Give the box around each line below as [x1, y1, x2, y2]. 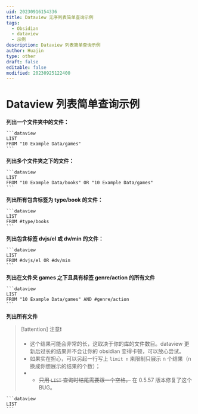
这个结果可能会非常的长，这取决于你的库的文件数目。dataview [29, 340, 183, 348]
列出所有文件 [6, 313, 38, 320]
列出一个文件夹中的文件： [6, 118, 69, 126]
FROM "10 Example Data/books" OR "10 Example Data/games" [6, 180, 153, 186]
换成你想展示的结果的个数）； [29, 363, 101, 370]
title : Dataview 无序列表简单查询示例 [6, 14, 94, 20]
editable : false [6, 64, 47, 71]
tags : [6, 20, 20, 26]
